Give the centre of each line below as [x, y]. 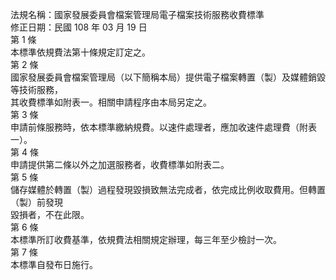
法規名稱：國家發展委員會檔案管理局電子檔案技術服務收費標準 [137, 14]
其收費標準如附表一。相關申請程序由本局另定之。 [111, 102]
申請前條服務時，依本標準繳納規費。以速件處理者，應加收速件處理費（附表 [163, 127]
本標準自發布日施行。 [54, 264]
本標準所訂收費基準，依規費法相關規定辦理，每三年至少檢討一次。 [146, 239]
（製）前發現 [36, 202]
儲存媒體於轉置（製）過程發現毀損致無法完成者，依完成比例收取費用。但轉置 [168, 189]
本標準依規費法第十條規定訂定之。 [80, 52]
